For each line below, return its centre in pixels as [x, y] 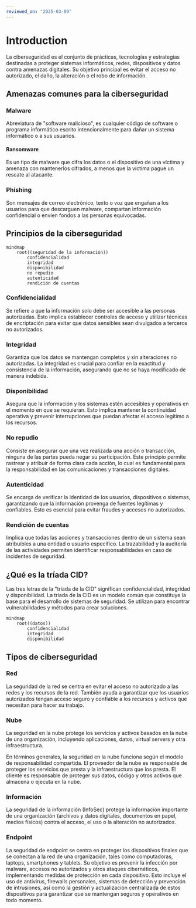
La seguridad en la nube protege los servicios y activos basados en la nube [97, 733]
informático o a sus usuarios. [41, 136]
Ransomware [23, 149]
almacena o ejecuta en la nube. [44, 782]
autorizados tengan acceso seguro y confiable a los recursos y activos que [97, 699]
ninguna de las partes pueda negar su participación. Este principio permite [96, 457]
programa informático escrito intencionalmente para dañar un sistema [90, 130]
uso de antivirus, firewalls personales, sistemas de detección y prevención [96, 881]
